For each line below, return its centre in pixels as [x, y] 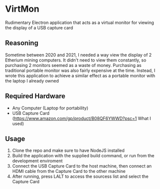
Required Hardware [35, 96]
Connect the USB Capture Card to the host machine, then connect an [82, 166]
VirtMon [22, 9]
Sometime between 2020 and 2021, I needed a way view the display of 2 [78, 55]
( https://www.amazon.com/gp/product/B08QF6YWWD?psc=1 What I [81, 118]
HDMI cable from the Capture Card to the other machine [69, 171]
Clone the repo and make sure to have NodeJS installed [68, 150]
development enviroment [37, 161]
